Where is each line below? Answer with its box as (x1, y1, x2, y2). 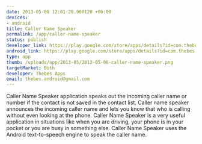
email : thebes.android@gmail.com (6, 76, 90, 82)
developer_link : (6, 43, 47, 49)
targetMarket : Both (6, 64, 55, 71)
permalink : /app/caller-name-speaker (6, 31, 101, 37)
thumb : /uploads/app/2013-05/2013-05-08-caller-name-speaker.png (6, 59, 173, 65)
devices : (6, 14, 28, 20)
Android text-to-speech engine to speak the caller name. (6, 131, 147, 139)
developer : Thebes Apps (6, 70, 66, 77)
